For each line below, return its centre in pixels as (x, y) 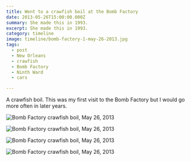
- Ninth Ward (27, 72)
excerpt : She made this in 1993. (47, 28)
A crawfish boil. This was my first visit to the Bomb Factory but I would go (95, 100)
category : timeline (30, 34)
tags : (13, 45)
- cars (19, 78)
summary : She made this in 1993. (47, 22)
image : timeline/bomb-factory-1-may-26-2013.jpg (67, 39)
